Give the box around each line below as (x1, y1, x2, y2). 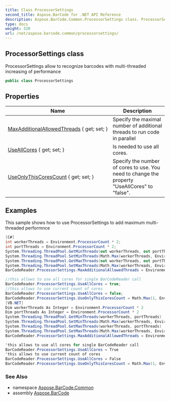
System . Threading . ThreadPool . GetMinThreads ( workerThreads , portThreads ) (5, 315, 162, 320)
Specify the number (112, 157, 160, 164)
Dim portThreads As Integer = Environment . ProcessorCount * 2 (5, 309, 139, 315)
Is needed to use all (112, 143, 159, 150)
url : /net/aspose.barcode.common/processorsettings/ (5, 31, 119, 36)
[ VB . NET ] (5, 300, 24, 305)
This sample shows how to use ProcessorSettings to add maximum (5, 219, 145, 226)
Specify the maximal (112, 116, 161, 123)
